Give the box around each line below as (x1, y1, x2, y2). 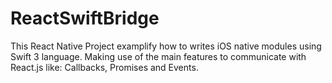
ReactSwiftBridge (10, 7, 160, 30)
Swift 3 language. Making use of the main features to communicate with (10, 50, 307, 62)
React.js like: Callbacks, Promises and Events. (10, 61, 199, 73)
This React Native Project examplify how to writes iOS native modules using (10, 40, 322, 52)
